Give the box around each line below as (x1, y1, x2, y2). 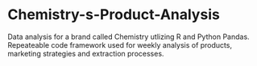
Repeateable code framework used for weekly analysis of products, (7, 40, 233, 49)
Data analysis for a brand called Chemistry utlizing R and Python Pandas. (7, 32, 251, 41)
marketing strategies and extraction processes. (7, 49, 164, 58)
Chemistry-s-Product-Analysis (7, 6, 221, 24)
